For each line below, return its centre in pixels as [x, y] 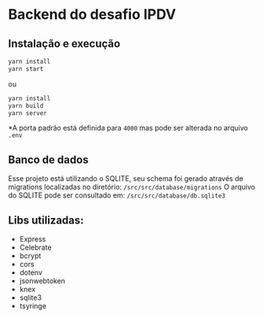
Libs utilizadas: [46, 220]
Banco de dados [48, 159]
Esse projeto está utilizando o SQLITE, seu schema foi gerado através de [126, 179]
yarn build [26, 105]
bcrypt [30, 256]
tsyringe [33, 306]
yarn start [26, 68]
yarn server [27, 113]
